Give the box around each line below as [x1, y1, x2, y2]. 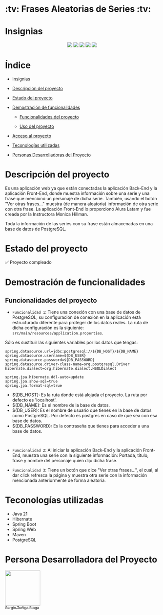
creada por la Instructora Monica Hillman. [5, 212, 89, 217]
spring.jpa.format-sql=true [5, 383, 62, 388]
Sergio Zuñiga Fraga [5, 605, 39, 610]
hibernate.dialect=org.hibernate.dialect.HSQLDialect [5, 366, 117, 371]
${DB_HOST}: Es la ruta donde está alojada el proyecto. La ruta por [12, 392, 147, 398]
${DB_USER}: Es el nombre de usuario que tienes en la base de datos [12, 407, 152, 413]
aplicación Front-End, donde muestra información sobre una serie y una [5, 190, 150, 196]
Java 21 [12, 511, 28, 517]
